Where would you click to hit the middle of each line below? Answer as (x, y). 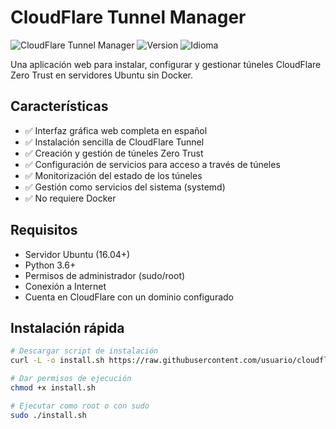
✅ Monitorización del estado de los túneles (113, 175)
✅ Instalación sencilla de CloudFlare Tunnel (114, 142)
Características (59, 106)
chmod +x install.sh (53, 388)
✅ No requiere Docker (70, 198)
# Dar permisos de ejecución (71, 379)
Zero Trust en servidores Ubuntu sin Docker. (101, 75)
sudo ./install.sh (48, 415)
